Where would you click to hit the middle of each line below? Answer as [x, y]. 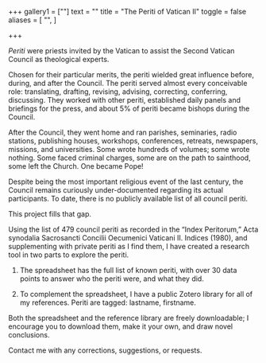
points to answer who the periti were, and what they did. [112, 279]
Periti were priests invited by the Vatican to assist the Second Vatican [121, 51]
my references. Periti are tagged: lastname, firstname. [108, 302]
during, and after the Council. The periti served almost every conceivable [128, 83]
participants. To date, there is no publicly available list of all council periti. [128, 199]
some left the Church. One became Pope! [76, 166]
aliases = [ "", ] [33, 20]
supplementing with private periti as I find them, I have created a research [129, 246]
